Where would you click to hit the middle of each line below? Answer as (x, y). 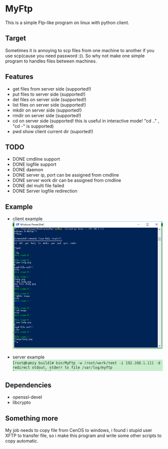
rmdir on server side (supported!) (47, 115)
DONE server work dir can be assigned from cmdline (67, 180)
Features (19, 77)
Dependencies (28, 385)
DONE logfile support (34, 164)
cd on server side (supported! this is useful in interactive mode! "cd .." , (86, 121)
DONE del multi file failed (38, 186)
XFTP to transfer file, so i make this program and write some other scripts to (83, 435)
